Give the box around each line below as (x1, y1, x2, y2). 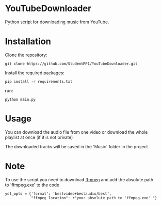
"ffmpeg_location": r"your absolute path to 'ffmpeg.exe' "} (31, 195, 158, 200)
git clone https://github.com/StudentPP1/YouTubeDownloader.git (5, 61, 138, 66)
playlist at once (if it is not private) (5, 134, 73, 140)
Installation (5, 36, 51, 47)
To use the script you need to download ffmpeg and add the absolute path (5, 176, 154, 182)
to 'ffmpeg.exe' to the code (5, 182, 60, 188)
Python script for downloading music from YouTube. (5, 19, 109, 25)
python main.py (5, 97, 36, 102)
